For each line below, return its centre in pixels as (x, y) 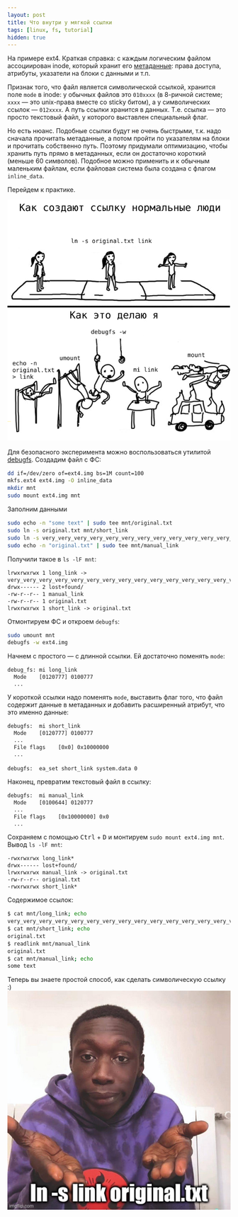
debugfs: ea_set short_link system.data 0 (73, 769)
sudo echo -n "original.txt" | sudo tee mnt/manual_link (93, 545)
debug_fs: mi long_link (42, 670)
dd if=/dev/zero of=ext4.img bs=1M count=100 (75, 473)
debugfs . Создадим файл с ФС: (54, 459)
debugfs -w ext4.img (38, 643)
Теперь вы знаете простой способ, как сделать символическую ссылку (117, 980)
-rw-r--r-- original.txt (44, 880)
